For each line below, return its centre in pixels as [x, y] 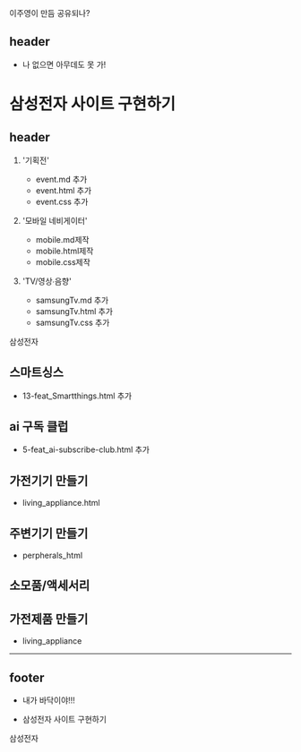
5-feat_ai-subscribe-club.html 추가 [86, 449]
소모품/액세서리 [50, 586]
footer [27, 677]
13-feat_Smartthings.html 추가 [77, 396]
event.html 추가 [64, 190]
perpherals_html [52, 555]
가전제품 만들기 [49, 619]
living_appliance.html [61, 503]
